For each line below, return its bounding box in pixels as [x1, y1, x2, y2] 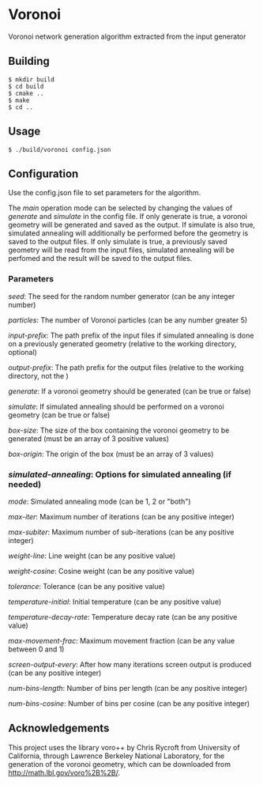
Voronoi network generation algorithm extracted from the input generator [8, 32, 246, 41]
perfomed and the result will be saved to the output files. [8, 254, 193, 263]
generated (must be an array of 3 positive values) [8, 433, 170, 443]
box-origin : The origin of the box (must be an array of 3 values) [8, 449, 214, 459]
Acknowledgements [8, 722, 110, 735]
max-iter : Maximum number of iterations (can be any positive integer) [8, 511, 235, 521]
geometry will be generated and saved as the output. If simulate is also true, [8, 220, 255, 230]
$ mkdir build [8, 75, 55, 84]
